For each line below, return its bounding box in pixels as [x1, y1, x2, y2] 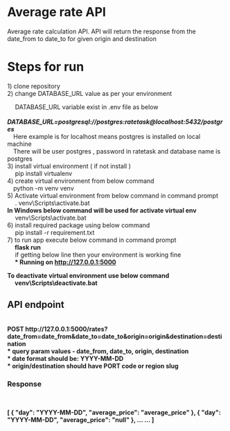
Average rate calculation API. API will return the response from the [7, 27, 196, 35]
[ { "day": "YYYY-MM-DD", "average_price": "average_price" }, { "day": [7, 408, 222, 416]
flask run [15, 243, 42, 251]
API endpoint [7, 299, 64, 311]
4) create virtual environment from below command [7, 177, 154, 185]
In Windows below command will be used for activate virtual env [7, 206, 197, 214]
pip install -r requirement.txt [15, 228, 95, 236]
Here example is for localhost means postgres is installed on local [13, 132, 201, 140]
